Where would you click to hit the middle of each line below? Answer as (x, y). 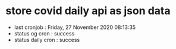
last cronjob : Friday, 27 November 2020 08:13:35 (75, 27)
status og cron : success (44, 33)
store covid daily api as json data (88, 11)
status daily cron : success (47, 40)
